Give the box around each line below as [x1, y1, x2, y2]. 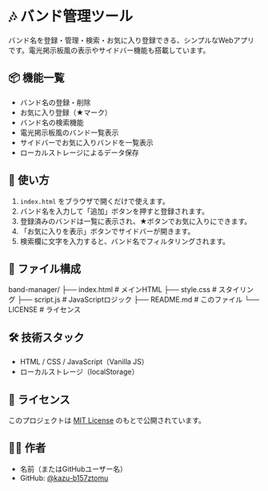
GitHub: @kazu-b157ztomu [19, 473, 109, 482]
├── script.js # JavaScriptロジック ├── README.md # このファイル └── [17, 294, 260, 305]
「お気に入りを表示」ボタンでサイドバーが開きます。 [19, 226, 195, 236]
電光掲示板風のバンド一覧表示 [19, 128, 119, 137]
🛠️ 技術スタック [8, 331, 85, 344]
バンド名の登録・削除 [19, 97, 91, 107]
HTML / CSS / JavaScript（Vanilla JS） [19, 357, 150, 367]
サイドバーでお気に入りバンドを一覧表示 [19, 137, 154, 147]
